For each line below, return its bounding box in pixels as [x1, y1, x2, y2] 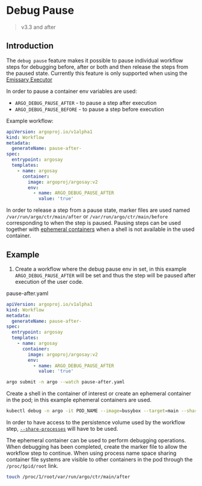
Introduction [6, 41, 54, 51]
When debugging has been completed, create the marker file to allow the [6, 443, 188, 451]
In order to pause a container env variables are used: [6, 88, 137, 95]
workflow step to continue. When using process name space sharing [6, 449, 177, 457]
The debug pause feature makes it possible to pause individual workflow [6, 56, 183, 64]
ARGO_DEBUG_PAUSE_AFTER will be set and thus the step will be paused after [14, 271, 196, 279]
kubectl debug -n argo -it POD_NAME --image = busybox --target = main [6, 408, 179, 414]
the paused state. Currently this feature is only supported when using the [6, 70, 188, 77]
